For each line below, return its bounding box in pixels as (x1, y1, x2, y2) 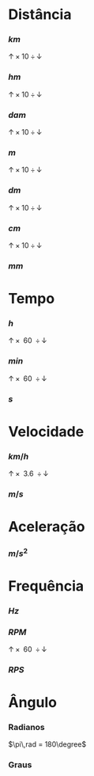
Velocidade (8, 422, 85, 440)
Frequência (8, 576, 85, 595)
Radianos (8, 722, 45, 732)
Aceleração (8, 518, 85, 536)
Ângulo (8, 694, 58, 712)
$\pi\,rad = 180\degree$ (8, 740, 87, 749)
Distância (8, 6, 72, 24)
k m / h (8, 451, 29, 462)
